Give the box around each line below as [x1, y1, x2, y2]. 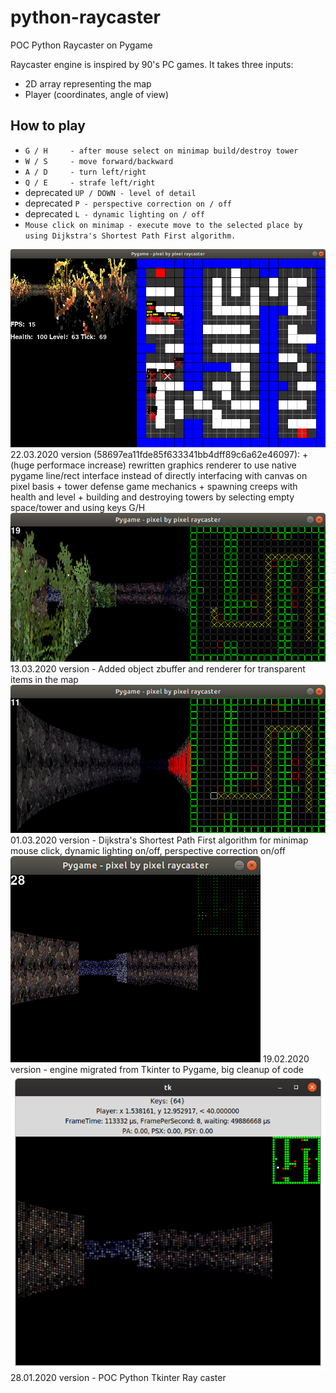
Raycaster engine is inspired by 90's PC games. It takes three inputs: [10, 58, 294, 70]
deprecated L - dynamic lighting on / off [24, 207, 206, 220]
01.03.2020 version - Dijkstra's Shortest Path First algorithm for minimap [10, 834, 309, 846]
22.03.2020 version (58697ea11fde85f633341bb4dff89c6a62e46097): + [10, 449, 309, 461]
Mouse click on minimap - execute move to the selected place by [24, 220, 303, 230]
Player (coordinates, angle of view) [24, 88, 170, 100]
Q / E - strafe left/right [24, 177, 156, 188]
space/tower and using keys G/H [10, 502, 146, 514]
